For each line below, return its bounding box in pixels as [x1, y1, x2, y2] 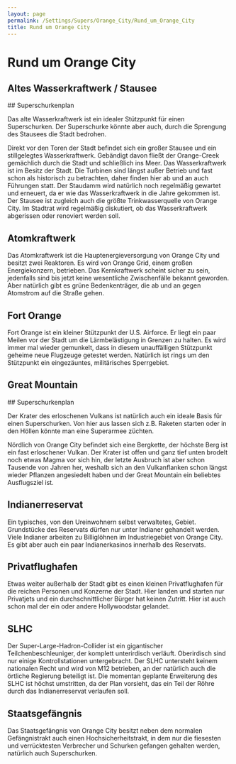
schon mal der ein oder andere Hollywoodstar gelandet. [7, 602, 170, 611]
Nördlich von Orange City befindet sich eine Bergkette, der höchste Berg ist [7, 440, 228, 449]
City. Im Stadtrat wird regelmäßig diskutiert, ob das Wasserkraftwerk [7, 204, 208, 213]
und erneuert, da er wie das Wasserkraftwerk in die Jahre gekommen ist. [7, 189, 220, 197]
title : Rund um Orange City [7, 23, 91, 31]
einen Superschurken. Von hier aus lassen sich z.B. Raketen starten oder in [7, 419, 227, 427]
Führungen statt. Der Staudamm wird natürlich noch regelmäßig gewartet [7, 182, 221, 190]
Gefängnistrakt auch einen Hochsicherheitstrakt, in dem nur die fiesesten [7, 734, 222, 743]
